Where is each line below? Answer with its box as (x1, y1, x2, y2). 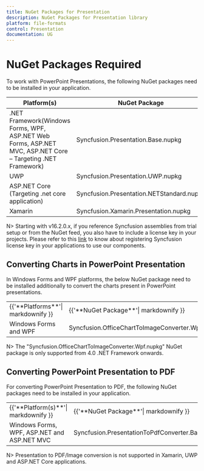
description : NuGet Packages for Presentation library (6, 15, 148, 21)
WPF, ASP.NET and (9, 428, 65, 436)
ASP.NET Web (9, 132, 50, 140)
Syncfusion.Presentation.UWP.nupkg (76, 172, 182, 180)
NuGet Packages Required (6, 58, 141, 72)
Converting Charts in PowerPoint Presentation (6, 260, 185, 270)
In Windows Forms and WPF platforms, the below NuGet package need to (6, 275, 191, 283)
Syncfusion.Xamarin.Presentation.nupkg (76, 207, 191, 216)
